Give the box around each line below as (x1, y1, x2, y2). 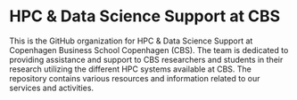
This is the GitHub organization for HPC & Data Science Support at (9, 35, 253, 46)
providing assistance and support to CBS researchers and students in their (9, 54, 284, 65)
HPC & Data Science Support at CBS (9, 6, 281, 27)
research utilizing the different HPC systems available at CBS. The (9, 64, 252, 74)
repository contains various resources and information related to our (9, 73, 260, 83)
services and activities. (9, 82, 95, 93)
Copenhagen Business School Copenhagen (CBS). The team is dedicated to (9, 44, 289, 55)
